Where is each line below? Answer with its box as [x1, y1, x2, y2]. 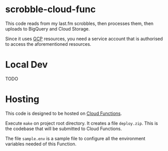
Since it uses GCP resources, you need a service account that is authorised [5, 36, 163, 42]
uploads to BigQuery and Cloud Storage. [5, 25, 90, 32]
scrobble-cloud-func [5, 4, 96, 15]
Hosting [5, 94, 40, 105]
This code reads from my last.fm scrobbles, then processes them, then [5, 20, 154, 26]
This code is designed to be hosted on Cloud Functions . [5, 110, 122, 116]
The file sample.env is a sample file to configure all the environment [5, 135, 146, 141]
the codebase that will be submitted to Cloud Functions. [5, 126, 122, 132]
